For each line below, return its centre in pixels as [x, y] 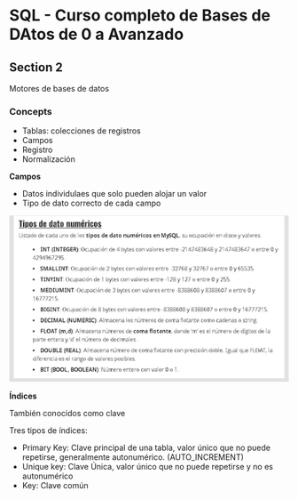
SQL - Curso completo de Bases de [140, 16]
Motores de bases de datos [59, 89]
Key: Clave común [55, 485]
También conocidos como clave [67, 413]
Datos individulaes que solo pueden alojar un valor [114, 194]
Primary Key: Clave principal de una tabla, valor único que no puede [146, 447]
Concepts [31, 111]
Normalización [48, 159]
